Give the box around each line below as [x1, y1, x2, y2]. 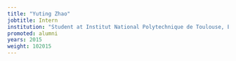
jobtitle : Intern [7, 17, 58, 24]
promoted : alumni [7, 29, 58, 37]
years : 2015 [7, 36, 42, 43]
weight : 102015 [7, 43, 52, 50]
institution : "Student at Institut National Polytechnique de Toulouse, [7, 23, 225, 30]
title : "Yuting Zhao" [7, 10, 71, 18]
